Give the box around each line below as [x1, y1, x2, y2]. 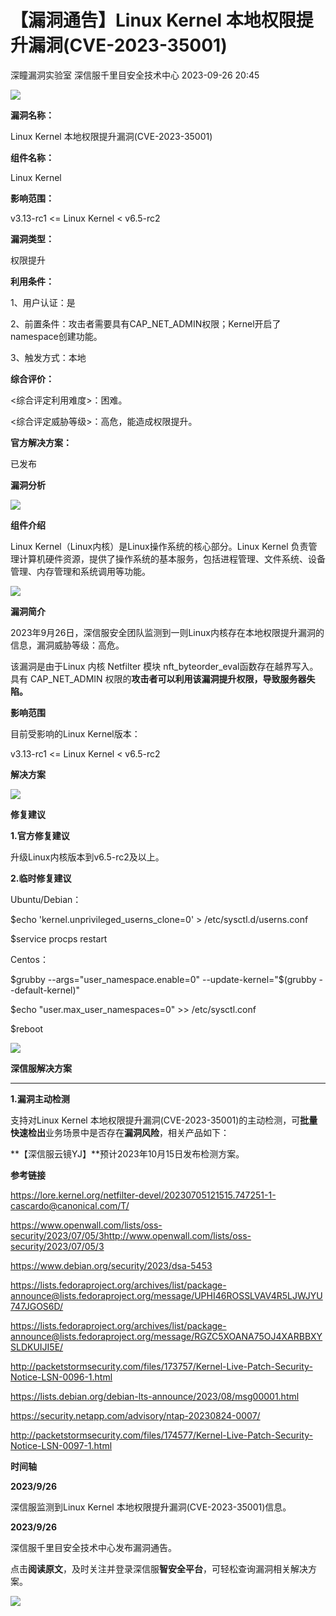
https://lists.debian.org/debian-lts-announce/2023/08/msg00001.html [10, 1390, 300, 1402]
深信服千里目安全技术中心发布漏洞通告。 [10, 1541, 177, 1553]
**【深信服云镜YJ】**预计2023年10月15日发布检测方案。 [10, 1147, 245, 1160]
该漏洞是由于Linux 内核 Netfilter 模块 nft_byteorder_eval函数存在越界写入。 [10, 660, 319, 672]
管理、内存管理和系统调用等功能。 [10, 565, 151, 577]
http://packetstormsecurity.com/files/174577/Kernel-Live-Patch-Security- [10, 1429, 314, 1441]
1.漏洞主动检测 [10, 1092, 70, 1105]
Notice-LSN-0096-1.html [10, 1371, 113, 1383]
